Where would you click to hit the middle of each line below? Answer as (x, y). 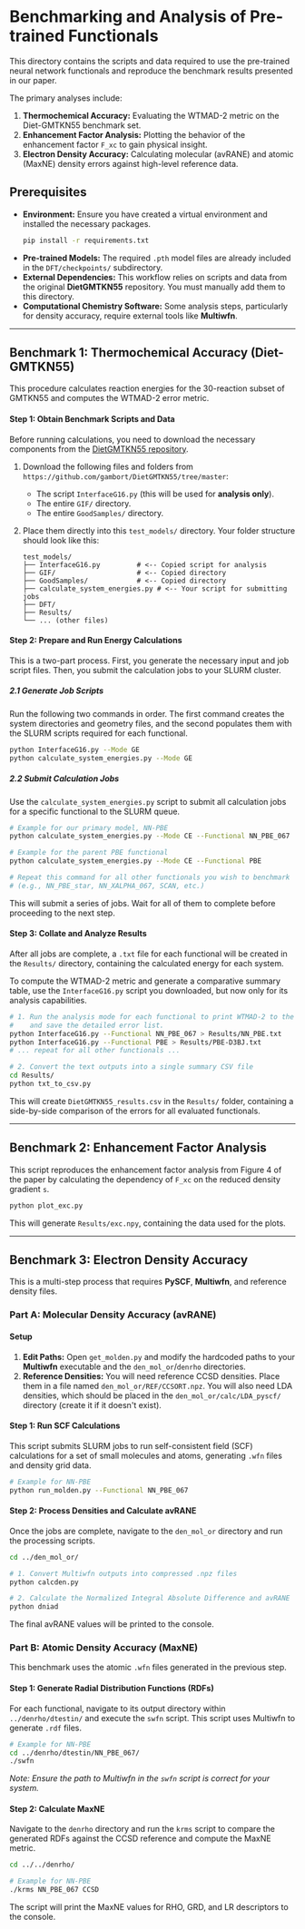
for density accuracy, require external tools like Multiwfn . (130, 316)
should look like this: (61, 540)
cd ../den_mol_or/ (44, 1557)
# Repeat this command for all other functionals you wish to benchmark (150, 877)
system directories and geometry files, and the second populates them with (151, 723)
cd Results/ (32, 1076)
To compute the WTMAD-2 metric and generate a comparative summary (145, 981)
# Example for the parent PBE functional (89, 853)
